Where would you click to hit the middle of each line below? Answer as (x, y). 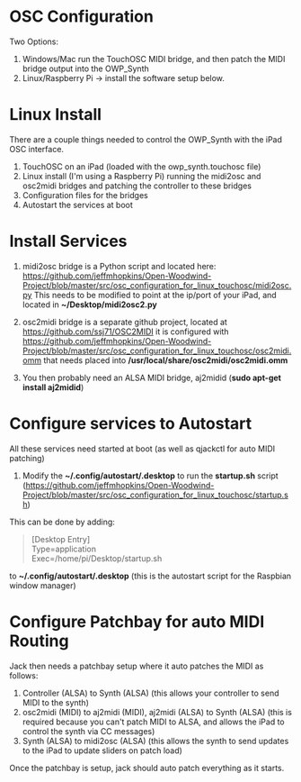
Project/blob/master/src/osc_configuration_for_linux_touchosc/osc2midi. (157, 350)
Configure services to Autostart (131, 423)
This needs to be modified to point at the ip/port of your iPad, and (155, 295)
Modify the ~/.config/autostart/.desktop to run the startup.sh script (150, 476)
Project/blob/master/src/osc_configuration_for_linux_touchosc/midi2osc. (157, 285)
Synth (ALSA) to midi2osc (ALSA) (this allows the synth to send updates (155, 741)
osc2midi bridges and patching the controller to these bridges (137, 186)
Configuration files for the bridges (85, 195)
